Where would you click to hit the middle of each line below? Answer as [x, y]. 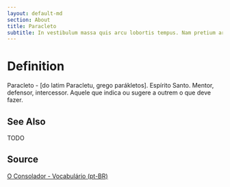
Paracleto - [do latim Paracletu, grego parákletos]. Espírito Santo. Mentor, [111, 86]
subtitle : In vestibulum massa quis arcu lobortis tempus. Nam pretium [111, 33]
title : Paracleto [32, 26]
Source [23, 159]
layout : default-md [35, 13]
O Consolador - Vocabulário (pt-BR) [57, 176]
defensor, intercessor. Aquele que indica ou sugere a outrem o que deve [109, 92]
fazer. [15, 100]
